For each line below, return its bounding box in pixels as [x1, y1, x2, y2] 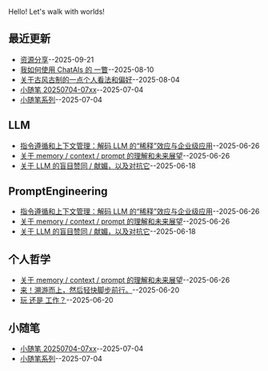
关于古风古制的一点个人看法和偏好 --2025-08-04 [19, 75, 180, 84]
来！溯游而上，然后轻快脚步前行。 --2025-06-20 [19, 285, 180, 295]
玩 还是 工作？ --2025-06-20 [19, 296, 114, 305]
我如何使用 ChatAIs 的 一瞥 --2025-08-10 [19, 64, 154, 75]
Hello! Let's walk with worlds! [8, 7, 106, 16]
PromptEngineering [8, 184, 108, 199]
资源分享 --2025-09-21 [19, 54, 94, 64]
